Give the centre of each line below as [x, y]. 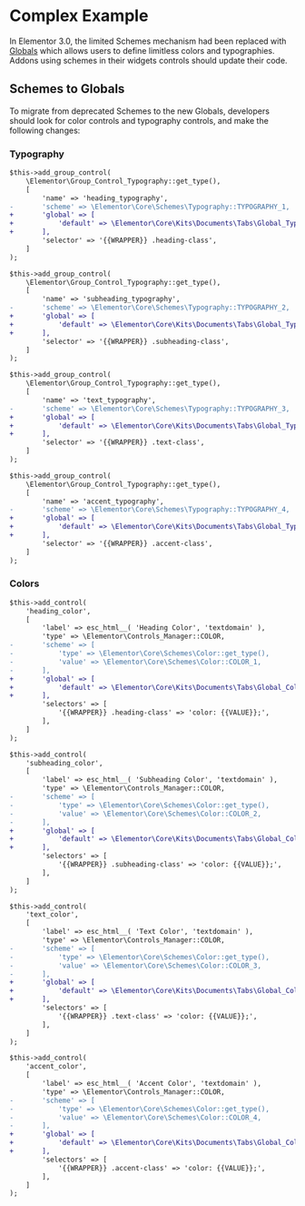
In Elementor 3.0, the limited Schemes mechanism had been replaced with [148, 41]
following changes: [45, 130]
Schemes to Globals [67, 89]
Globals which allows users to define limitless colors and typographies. [142, 50]
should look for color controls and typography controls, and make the [139, 120]
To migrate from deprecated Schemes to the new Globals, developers [140, 111]
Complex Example [79, 16]
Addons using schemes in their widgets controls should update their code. [148, 60]
